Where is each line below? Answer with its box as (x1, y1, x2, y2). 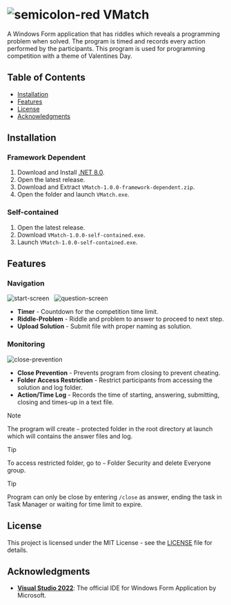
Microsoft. (17, 591, 47, 599)
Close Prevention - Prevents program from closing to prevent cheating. (17, 368, 221, 377)
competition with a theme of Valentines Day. (7, 52, 132, 60)
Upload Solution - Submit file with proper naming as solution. (17, 322, 192, 330)
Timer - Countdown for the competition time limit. (17, 308, 159, 316)
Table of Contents (7, 72, 86, 83)
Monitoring (7, 339, 46, 349)
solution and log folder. (17, 383, 83, 391)
